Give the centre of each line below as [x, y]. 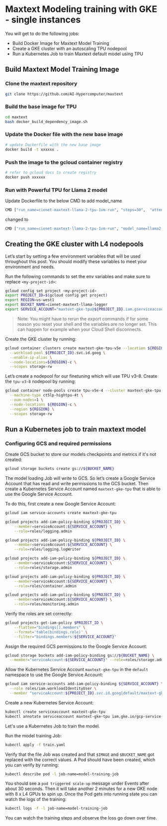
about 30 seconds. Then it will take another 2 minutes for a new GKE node [81, 789]
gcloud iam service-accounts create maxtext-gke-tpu [61, 513]
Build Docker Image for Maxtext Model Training [61, 43]
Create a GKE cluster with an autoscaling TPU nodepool [69, 48]
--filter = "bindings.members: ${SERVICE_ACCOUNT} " [65, 637]
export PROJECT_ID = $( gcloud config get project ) [56, 295]
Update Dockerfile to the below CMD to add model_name [64, 201]
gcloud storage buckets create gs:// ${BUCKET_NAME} [60, 469]
